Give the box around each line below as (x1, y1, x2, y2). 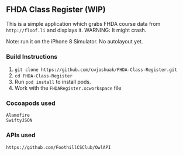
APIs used (6, 131, 36, 140)
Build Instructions (6, 52, 58, 60)
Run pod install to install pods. (14, 79, 92, 86)
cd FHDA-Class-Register (14, 73, 73, 79)
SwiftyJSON (6, 117, 33, 124)
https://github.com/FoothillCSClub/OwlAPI (6, 144, 111, 150)
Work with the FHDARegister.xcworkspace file (14, 84, 122, 91)
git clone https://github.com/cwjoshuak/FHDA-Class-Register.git (14, 67, 177, 73)
